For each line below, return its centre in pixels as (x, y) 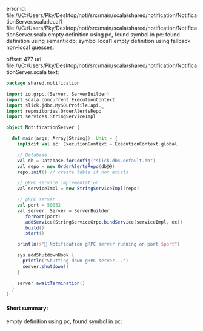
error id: (16, 9)
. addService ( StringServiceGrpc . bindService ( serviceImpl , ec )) (102, 222)
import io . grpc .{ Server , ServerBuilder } (58, 94)
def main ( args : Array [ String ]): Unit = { (65, 139)
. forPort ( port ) (42, 216)
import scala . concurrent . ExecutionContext (61, 99)
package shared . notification (43, 83)
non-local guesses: (30, 47)
